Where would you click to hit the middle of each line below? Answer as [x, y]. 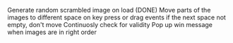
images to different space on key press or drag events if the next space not [116, 17]
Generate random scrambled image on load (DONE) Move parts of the [109, 10]
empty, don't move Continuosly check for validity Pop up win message [110, 25]
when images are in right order [52, 32]
